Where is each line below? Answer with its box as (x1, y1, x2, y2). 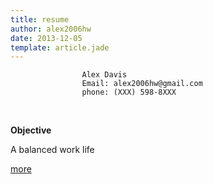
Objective (10, 124, 52, 136)
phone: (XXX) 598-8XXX (81, 87, 177, 98)
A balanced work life (10, 144, 95, 156)
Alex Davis (81, 70, 128, 80)
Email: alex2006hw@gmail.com (81, 79, 203, 89)
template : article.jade (10, 42, 110, 53)
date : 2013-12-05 (10, 33, 83, 43)
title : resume (10, 14, 70, 25)
